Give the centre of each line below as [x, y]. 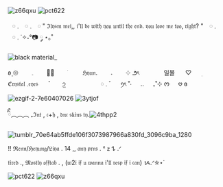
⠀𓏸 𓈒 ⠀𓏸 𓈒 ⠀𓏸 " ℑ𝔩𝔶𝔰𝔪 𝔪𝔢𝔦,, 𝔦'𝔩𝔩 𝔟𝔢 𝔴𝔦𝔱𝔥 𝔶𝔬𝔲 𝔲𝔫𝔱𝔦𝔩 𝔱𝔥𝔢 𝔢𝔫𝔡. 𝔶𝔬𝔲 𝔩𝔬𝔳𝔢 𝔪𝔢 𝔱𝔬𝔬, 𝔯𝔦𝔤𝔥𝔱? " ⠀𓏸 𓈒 [112, 26]
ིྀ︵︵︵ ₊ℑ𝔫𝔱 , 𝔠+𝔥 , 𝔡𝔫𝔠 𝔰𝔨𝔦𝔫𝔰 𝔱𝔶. [49, 114]
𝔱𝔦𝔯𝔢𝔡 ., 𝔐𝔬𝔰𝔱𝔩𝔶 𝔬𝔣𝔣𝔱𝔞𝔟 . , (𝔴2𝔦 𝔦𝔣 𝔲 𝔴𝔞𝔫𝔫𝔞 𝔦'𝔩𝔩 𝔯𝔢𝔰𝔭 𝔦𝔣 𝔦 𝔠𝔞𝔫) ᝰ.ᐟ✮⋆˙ [86, 162]
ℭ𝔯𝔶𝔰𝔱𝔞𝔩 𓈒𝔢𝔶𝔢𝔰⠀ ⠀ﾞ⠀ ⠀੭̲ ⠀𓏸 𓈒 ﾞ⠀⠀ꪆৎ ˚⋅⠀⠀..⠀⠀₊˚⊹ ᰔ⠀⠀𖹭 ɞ [98, 84]
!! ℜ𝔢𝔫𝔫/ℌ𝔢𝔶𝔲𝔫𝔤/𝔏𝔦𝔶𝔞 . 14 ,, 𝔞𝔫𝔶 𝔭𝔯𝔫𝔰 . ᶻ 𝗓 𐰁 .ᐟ [65, 148]
